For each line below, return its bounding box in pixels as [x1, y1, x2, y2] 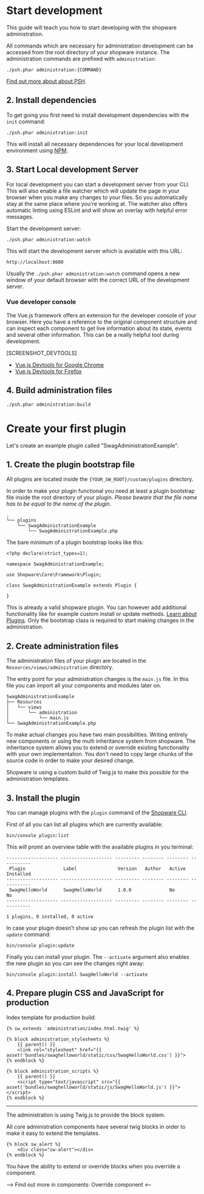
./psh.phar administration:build [6, 401, 91, 408]
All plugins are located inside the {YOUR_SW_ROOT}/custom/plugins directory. [6, 476, 194, 483]
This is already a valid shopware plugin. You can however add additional [6, 604, 187, 611]
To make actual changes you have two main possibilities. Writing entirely [6, 731, 188, 738]
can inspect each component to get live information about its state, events [6, 324, 192, 332]
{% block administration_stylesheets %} [6, 1036, 110, 1042]
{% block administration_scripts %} [6, 1068, 99, 1074]
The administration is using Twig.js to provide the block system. [6, 1111, 166, 1118]
